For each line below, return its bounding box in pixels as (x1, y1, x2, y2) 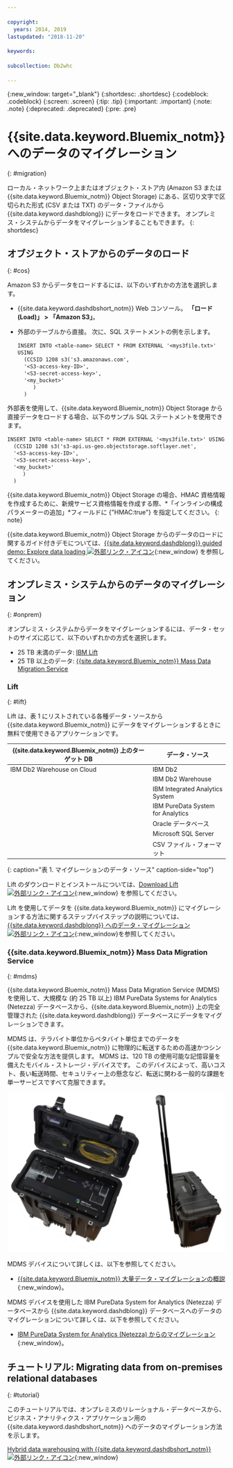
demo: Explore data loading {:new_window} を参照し (7, 548, 225, 556)
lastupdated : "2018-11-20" (7, 33, 85, 40)
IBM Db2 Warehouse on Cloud (10, 766, 97, 774)
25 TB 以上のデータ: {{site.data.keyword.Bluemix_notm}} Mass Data (17, 657, 212, 666)
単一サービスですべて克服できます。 (7, 1078, 110, 1086)
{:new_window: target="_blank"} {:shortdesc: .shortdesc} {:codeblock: (7, 90, 209, 98)
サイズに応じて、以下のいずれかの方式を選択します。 (19, 634, 171, 642)
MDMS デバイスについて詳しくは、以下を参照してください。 (7, 1260, 180, 1268)
